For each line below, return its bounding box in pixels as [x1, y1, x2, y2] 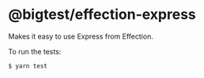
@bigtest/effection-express [8, 6, 196, 24]
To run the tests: [8, 46, 62, 56]
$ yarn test [8, 61, 47, 70]
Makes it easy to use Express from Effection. [8, 32, 154, 41]
